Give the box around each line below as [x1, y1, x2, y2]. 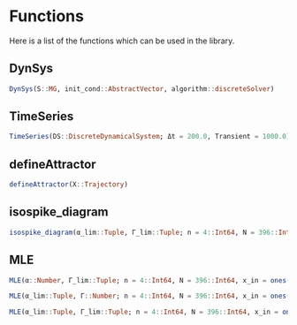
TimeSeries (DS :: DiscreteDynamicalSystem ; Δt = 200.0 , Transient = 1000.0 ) [9, 132, 291, 141]
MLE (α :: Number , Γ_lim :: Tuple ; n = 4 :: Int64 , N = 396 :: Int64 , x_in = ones [9, 276, 287, 284]
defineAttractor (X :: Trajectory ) [9, 180, 128, 189]
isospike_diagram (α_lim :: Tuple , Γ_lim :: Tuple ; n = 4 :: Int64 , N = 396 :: [9, 228, 278, 237]
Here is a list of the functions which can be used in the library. [9, 35, 235, 46]
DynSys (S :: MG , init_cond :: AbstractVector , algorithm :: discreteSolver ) [9, 84, 275, 94]
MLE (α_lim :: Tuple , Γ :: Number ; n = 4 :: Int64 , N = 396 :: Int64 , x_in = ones [9, 291, 287, 301]
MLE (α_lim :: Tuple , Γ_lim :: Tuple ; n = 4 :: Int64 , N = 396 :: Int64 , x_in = [9, 307, 278, 317]
